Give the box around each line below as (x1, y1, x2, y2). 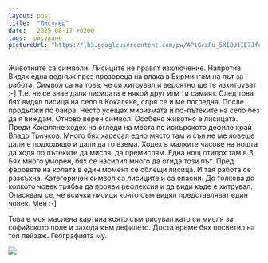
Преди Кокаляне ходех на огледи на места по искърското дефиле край (8, 123, 253, 132)
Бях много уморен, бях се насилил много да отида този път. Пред (8, 156, 235, 166)
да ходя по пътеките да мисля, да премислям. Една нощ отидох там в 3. (8, 148, 255, 158)
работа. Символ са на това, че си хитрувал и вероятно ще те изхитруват (8, 80, 257, 90)
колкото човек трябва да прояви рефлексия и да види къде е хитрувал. (8, 182, 253, 191)
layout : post (8, 11, 52, 20)
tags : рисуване (8, 33, 62, 42)
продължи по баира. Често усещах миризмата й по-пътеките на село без (8, 105, 260, 116)
